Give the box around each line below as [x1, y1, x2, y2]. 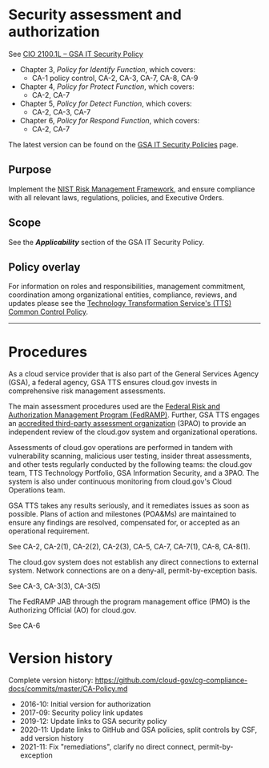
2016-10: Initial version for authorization [19, 699, 151, 710]
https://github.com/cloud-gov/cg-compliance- [94, 675, 248, 686]
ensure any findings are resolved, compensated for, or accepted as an [8, 518, 240, 528]
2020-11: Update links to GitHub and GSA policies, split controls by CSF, [19, 725, 258, 734]
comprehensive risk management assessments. [8, 386, 166, 396]
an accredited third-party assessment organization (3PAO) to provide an [8, 419, 247, 428]
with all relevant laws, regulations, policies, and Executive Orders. [8, 192, 224, 202]
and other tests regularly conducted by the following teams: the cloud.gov [8, 460, 252, 469]
